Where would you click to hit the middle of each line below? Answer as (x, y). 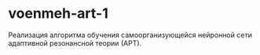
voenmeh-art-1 (58, 14)
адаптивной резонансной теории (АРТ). (75, 43)
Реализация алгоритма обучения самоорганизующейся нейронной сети (130, 35)
